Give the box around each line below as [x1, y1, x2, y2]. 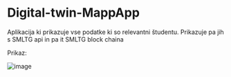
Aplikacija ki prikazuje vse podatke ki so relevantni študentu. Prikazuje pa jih [7, 28, 225, 36]
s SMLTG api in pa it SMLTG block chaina [7, 35, 124, 43]
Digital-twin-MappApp [7, 5, 140, 21]
